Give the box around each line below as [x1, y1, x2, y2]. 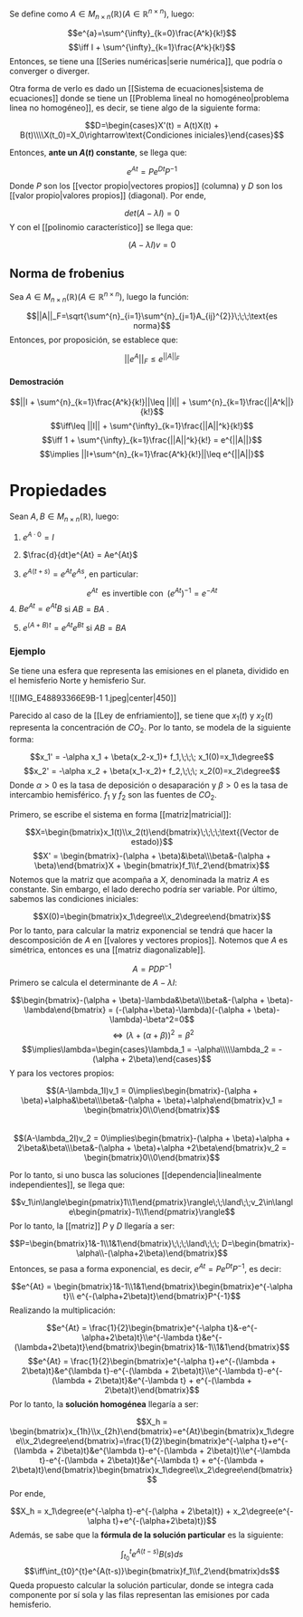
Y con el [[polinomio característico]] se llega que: [9, 222, 194, 233]
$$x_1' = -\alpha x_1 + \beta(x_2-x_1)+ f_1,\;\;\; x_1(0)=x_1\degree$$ [30, 751, 274, 762]
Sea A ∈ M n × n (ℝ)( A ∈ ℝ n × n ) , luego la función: [9, 289, 190, 304]
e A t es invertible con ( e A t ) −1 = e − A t [86, 587, 218, 598]
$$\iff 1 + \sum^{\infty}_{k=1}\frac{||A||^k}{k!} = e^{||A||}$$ [42, 435, 262, 445]
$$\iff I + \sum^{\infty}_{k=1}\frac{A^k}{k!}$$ [68, 42, 236, 53]
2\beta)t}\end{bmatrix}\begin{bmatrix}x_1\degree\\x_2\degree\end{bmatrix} [11, 1464, 293, 1475]
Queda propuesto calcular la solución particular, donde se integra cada [9, 1580, 274, 1591]
